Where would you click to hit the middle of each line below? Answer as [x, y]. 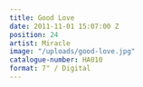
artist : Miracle [40, 43]
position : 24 [34, 34]
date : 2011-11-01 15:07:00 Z [64, 26]
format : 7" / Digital [50, 69]
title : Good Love [42, 18]
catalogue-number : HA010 [56, 60]
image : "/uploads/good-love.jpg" [72, 52]
